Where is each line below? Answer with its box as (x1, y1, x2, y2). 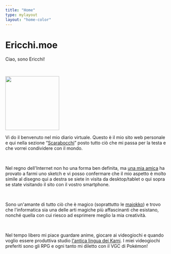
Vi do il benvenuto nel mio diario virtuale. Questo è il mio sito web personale (5, 134, 165, 141)
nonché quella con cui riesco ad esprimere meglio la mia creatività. (5, 212, 147, 219)
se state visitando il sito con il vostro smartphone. (5, 182, 110, 188)
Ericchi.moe (5, 39, 58, 51)
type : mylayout (5, 12, 38, 17)
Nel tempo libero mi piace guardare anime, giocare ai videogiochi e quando (5, 232, 164, 239)
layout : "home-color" (5, 17, 52, 22)
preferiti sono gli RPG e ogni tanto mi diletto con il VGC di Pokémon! (5, 243, 148, 249)
